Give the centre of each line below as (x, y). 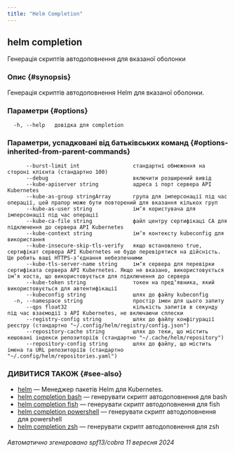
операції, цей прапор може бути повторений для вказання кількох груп (113, 203)
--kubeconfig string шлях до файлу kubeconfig (117, 295)
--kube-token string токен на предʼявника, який (120, 283)
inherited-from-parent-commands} (69, 151)
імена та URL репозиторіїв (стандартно (66, 350)
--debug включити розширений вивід (119, 178)
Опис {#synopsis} (39, 77)
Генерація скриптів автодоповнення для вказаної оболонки (96, 59)
